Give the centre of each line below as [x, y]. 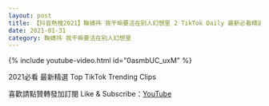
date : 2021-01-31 [37, 30]
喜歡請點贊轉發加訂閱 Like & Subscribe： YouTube [90, 94]
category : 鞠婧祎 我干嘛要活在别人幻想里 [70, 38]
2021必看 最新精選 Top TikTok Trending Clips [82, 77]
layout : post [30, 16]
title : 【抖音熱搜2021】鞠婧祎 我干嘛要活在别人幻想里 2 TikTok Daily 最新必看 [130, 23]
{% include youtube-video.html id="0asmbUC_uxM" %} [100, 61]
